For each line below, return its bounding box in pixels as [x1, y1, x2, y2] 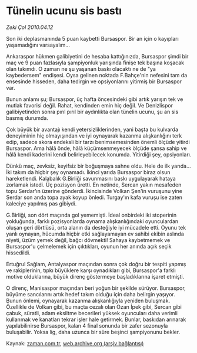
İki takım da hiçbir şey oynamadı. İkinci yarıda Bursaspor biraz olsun [6, 168, 171, 175]
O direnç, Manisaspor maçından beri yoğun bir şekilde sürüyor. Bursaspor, [6, 285, 186, 292]
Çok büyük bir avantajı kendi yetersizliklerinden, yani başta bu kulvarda [6, 126, 178, 133]
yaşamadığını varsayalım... [6, 41, 71, 48]
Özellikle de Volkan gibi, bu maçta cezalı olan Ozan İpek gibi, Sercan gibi [6, 303, 182, 310]
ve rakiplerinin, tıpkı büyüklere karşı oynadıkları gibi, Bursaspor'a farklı [6, 267, 176, 274]
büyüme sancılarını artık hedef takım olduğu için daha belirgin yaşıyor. [6, 290, 175, 298]
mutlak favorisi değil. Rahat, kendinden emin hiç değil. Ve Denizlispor [6, 102, 173, 109]
